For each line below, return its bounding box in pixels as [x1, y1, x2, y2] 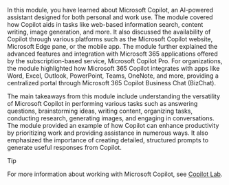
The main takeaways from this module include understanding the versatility [7, 92, 221, 100]
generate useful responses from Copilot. [7, 144, 122, 151]
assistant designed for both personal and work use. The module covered [7, 13, 213, 21]
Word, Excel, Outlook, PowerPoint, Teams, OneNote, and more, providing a [7, 72, 219, 80]
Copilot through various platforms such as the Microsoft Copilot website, [7, 35, 213, 43]
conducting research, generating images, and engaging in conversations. [7, 114, 215, 122]
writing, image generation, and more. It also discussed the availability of [7, 28, 211, 36]
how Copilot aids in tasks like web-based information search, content [7, 21, 204, 28]
